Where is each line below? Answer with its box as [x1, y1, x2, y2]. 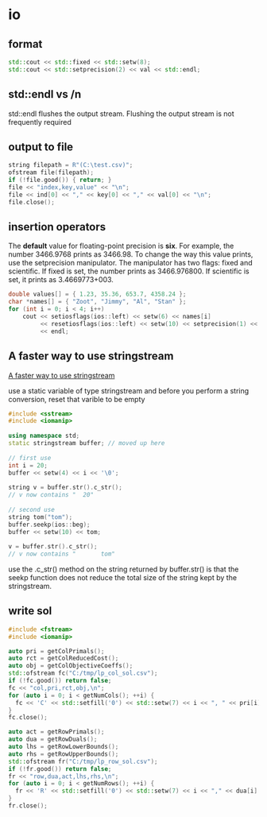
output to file [8, 140, 74, 153]
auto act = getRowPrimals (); [8, 728, 105, 736]
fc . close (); [8, 714, 48, 722]
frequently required [8, 117, 72, 126]
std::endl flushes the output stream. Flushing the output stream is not [8, 109, 234, 118]
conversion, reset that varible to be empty [8, 394, 145, 404]
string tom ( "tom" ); [8, 513, 73, 521]
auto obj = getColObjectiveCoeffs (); [8, 662, 133, 670]
